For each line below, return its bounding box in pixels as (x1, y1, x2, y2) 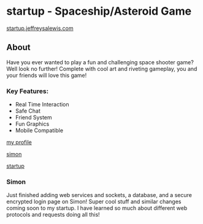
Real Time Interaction (15, 101, 69, 108)
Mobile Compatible (15, 127, 63, 134)
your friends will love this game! (6, 72, 87, 79)
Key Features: (6, 87, 49, 95)
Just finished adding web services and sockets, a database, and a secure (6, 192, 192, 199)
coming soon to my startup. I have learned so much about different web (6, 204, 188, 212)
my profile (6, 139, 32, 146)
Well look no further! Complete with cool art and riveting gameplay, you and (6, 65, 197, 72)
